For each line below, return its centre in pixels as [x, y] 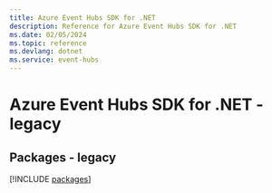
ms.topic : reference [49, 43]
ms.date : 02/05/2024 [49, 34]
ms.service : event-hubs [54, 60]
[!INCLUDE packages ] [50, 179]
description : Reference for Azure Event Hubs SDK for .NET [123, 26]
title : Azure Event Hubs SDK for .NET [83, 18]
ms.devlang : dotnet [46, 52]
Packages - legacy [63, 157]
